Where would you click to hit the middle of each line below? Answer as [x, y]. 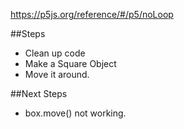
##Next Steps [39, 93]
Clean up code [55, 53]
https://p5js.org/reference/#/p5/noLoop [92, 14]
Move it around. [57, 74]
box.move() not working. [75, 113]
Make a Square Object [70, 63]
